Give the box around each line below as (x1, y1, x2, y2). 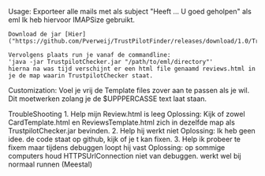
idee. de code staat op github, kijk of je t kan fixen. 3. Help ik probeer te (8, 134, 241, 144)
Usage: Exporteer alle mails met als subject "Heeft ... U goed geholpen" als (8, 7, 252, 16)
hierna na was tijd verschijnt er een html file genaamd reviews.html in (8, 65, 256, 73)
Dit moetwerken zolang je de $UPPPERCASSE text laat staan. (8, 94, 207, 103)
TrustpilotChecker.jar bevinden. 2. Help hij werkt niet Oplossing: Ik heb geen (8, 126, 256, 135)
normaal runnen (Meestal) (8, 159, 93, 169)
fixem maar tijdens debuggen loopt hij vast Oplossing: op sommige (8, 143, 226, 152)
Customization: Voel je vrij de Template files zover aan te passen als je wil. (8, 86, 250, 95)
